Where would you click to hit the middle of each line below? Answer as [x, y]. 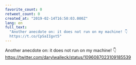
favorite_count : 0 [24, 9]
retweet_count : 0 [23, 14]
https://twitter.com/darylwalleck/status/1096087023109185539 [68, 57]
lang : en [14, 23]
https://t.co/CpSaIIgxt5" [36, 37]
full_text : [16, 27]
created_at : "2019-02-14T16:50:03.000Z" [47, 18]
